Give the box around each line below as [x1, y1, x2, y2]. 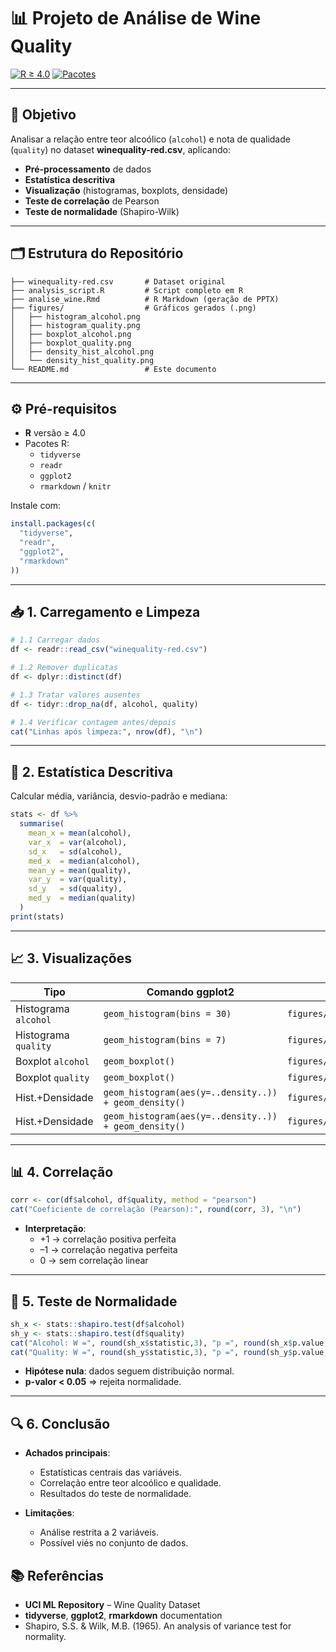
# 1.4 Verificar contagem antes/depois [10, 717, 177, 727]
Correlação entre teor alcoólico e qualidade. [39, 1477, 222, 1489]
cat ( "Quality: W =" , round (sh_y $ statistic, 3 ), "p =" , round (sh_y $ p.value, [10, 1347, 329, 1357]
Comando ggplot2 [146, 985, 235, 999]
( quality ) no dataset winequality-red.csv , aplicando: [10, 143, 231, 155]
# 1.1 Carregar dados [10, 635, 101, 645]
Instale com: [10, 500, 62, 512]
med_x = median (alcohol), [28, 856, 141, 866]
